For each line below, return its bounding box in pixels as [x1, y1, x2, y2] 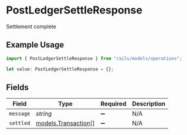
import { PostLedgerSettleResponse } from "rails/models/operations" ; [6, 55, 182, 62]
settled [9, 120, 30, 127]
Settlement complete [6, 23, 57, 30]
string [36, 110, 52, 118]
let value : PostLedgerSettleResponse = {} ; [6, 66, 114, 72]
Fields [6, 82, 29, 92]
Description [131, 100, 166, 108]
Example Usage [6, 40, 64, 50]
